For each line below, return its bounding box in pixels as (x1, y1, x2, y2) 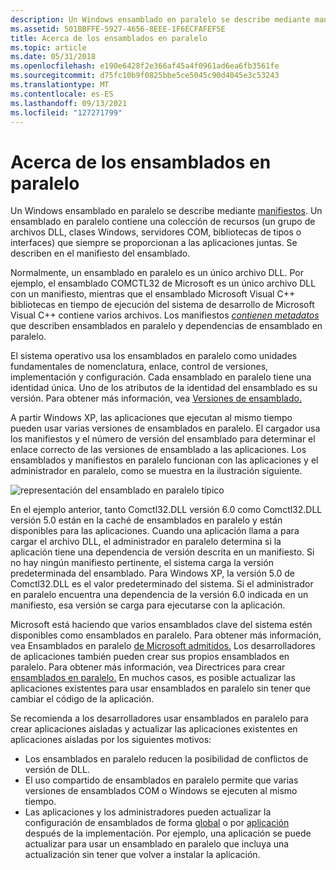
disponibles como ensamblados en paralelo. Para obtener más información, (10, 629, 322, 641)
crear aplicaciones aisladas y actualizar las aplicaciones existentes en (10, 723, 298, 735)
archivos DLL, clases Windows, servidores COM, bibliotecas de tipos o (10, 226, 302, 238)
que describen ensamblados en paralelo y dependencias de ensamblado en (10, 320, 323, 332)
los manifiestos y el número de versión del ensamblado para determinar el (10, 433, 316, 445)
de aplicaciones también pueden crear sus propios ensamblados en (10, 651, 290, 663)
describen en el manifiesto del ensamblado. (10, 247, 191, 260)
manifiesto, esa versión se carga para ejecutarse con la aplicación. (10, 599, 286, 611)
